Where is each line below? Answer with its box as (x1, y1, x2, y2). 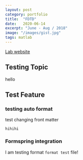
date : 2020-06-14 (5, 21, 46, 26)
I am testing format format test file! (5, 149, 79, 155)
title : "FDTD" (5, 16, 37, 21)
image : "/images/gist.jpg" (5, 30, 61, 35)
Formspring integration (5, 138, 63, 145)
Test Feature (5, 90, 45, 99)
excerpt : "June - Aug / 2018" (5, 26, 68, 31)
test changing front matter (5, 117, 59, 123)
